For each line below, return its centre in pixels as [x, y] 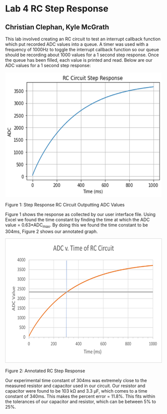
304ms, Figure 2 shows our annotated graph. [51, 231]
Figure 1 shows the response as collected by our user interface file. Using [80, 214]
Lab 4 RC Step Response [57, 9]
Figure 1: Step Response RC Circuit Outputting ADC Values [65, 205]
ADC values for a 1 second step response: [48, 65]
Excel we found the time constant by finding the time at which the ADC [78, 220]
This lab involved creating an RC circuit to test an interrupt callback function [83, 39]
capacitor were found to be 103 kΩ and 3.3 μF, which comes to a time [76, 391]
